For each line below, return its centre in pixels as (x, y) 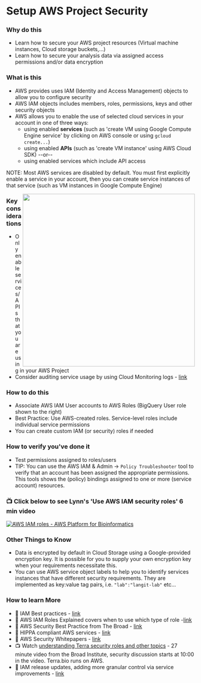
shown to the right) (38, 412)
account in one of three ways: (51, 123)
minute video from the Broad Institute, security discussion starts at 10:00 (104, 654)
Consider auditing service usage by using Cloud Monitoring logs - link (101, 377)
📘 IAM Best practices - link (48, 613)
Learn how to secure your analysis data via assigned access (89, 56)
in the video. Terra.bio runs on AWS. (60, 660)
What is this (24, 77)
